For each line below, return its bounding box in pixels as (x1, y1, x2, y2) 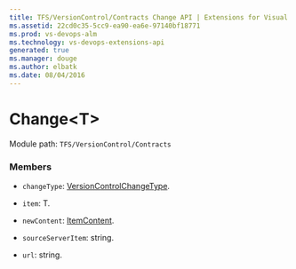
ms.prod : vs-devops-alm (9, 29, 98, 38)
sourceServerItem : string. (21, 232, 114, 242)
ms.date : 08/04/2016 (9, 71, 86, 80)
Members (9, 161, 52, 173)
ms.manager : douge (9, 54, 77, 63)
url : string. (21, 249, 62, 260)
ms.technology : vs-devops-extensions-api (9, 37, 165, 47)
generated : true (9, 46, 69, 55)
